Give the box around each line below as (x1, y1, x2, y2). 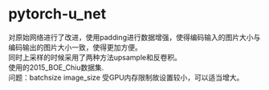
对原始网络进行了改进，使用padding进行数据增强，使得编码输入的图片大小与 (8, 32, 261, 42)
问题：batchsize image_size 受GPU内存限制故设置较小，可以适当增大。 (8, 72, 244, 82)
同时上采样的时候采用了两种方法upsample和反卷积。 (8, 52, 182, 62)
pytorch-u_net (8, 5, 107, 23)
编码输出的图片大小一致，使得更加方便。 (8, 42, 142, 52)
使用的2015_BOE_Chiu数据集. (8, 62, 104, 72)
